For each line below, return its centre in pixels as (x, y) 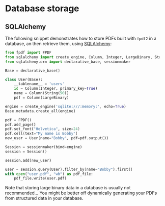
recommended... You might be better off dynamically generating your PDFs (81, 193)
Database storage (42, 9)
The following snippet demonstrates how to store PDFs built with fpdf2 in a (81, 38)
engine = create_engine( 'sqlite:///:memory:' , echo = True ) (66, 106)
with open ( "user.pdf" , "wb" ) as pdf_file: (49, 174)
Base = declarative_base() (33, 71)
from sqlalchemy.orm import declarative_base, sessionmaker (68, 62)
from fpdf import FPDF (28, 52)
